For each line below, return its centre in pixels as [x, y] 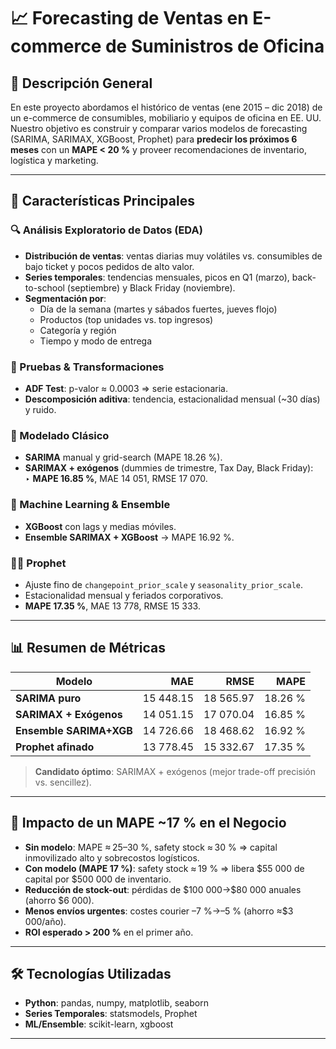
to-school [44, 287]
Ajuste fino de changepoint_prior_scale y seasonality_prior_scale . [164, 584]
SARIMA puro [48, 698]
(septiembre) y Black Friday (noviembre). [151, 287]
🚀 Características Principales [102, 201]
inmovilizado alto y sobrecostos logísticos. [112, 857]
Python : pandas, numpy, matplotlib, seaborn [116, 1003]
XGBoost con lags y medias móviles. [100, 526]
